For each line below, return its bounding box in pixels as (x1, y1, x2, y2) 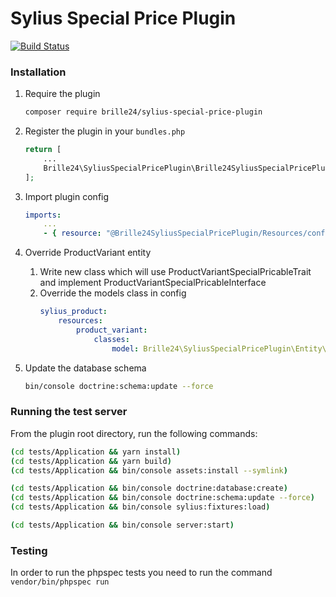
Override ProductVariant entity (24, 247, 152, 259)
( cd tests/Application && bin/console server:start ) (10, 520, 235, 531)
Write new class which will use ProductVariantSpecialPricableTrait (39, 266, 312, 278)
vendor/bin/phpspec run (10, 577, 110, 587)
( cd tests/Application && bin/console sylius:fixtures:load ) (10, 502, 271, 512)
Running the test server (10, 405, 128, 419)
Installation (10, 65, 67, 79)
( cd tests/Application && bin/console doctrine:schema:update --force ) (10, 493, 315, 503)
